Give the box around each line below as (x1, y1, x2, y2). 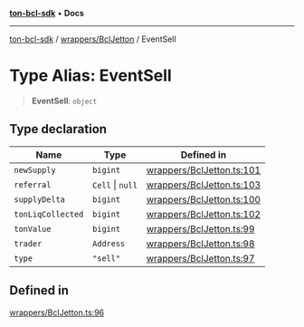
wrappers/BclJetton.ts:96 (9, 307, 105, 318)
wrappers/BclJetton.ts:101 (146, 163, 261, 176)
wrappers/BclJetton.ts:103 (146, 178, 261, 191)
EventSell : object (31, 95, 98, 106)
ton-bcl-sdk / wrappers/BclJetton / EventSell (9, 34, 176, 44)
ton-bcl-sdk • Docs (9, 8, 84, 18)
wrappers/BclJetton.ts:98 (146, 237, 255, 250)
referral (14, 179, 52, 189)
